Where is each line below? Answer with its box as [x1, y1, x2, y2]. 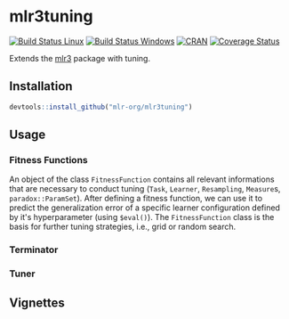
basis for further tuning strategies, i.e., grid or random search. [9, 221, 237, 233]
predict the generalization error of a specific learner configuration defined [9, 202, 280, 213]
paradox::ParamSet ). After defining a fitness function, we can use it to [9, 193, 263, 204]
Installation [9, 78, 73, 94]
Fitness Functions [9, 153, 89, 166]
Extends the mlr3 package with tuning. [9, 53, 151, 63]
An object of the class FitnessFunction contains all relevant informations [9, 174, 275, 184]
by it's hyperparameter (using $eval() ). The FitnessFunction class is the [9, 212, 275, 223]
